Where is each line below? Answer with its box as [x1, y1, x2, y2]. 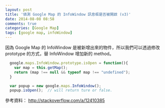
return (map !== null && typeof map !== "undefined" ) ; [14, 70, 131, 75]
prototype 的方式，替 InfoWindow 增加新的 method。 [5, 51, 114, 56]
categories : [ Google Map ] [5, 26, 59, 31]
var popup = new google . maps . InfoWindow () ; [9, 83, 101, 88]
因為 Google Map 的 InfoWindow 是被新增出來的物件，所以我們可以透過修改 [5, 45, 161, 50]
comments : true [5, 21, 37, 26]
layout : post [5, 7, 32, 12]
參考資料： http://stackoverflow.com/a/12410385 [5, 98, 105, 104]
